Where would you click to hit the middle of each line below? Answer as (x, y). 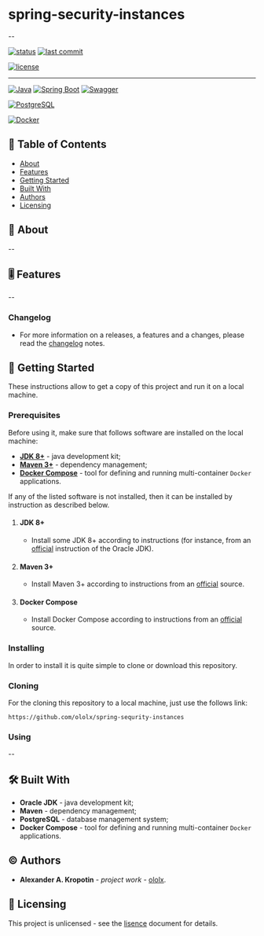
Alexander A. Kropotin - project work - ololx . (93, 879)
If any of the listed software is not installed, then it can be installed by (121, 496)
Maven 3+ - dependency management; (83, 464)
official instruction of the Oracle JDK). (92, 549)
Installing (26, 648)
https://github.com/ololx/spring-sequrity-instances (96, 717)
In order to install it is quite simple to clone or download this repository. (123, 665)
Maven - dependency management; (78, 811)
